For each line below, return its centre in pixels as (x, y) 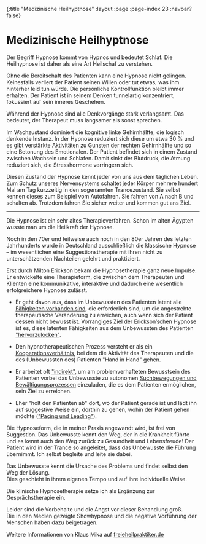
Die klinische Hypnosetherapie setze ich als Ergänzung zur (81, 491)
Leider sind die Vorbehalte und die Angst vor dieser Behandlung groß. (94, 509)
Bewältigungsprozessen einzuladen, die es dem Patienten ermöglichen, (105, 384)
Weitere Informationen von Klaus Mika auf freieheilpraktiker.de (85, 534)
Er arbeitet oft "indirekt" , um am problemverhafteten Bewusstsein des (103, 371)
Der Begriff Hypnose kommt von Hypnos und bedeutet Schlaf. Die (90, 57)
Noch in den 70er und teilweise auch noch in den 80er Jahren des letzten (99, 238)
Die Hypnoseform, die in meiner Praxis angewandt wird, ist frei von (91, 428)
